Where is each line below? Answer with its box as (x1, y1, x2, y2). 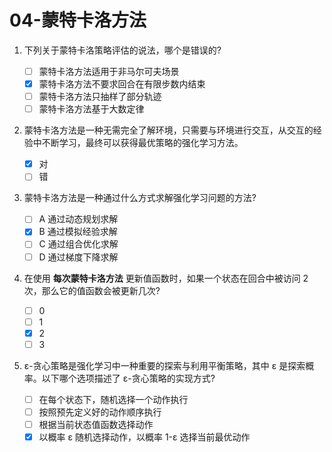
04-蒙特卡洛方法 (9, 9, 147, 32)
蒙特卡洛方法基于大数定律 (38, 103, 145, 115)
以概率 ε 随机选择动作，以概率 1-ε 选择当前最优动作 (38, 431, 251, 443)
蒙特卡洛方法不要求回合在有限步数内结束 (38, 78, 206, 90)
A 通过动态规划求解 (38, 213, 119, 225)
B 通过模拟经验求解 (38, 226, 118, 238)
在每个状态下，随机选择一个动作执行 (38, 393, 189, 405)
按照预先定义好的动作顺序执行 (38, 406, 162, 418)
